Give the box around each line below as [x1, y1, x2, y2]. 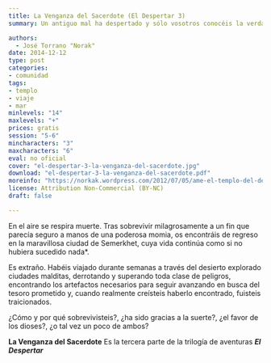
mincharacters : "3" [8, 139, 74, 147]
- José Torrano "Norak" [15, 41, 95, 49]
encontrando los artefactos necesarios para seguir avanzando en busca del [8, 280, 261, 289]
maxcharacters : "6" [8, 146, 74, 154]
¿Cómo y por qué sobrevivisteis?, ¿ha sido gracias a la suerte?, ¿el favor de [8, 312, 259, 322]
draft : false [8, 192, 52, 200]
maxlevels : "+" [8, 116, 60, 125]
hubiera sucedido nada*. [8, 247, 90, 256]
